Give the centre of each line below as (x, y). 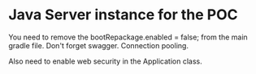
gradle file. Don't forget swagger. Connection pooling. (99, 45)
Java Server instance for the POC (123, 15)
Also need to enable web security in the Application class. (105, 61)
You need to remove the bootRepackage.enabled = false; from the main (128, 37)
